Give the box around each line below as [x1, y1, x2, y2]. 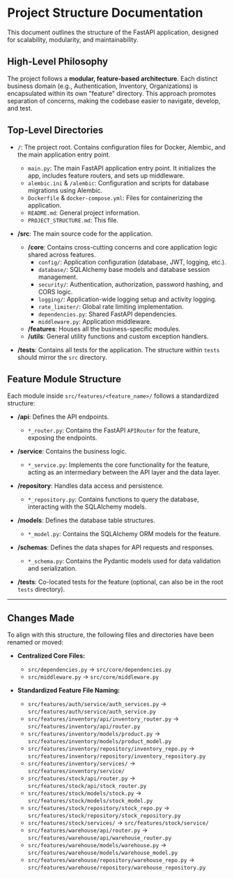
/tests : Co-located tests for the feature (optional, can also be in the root [17, 578, 224, 586]
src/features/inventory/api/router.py [27, 724, 141, 731]
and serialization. [27, 564, 77, 573]
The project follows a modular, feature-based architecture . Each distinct [7, 74, 218, 82]
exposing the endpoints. [27, 433, 97, 442]
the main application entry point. [17, 150, 111, 159]
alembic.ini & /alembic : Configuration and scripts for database [27, 178, 210, 187]
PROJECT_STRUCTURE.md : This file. [27, 215, 118, 224]
